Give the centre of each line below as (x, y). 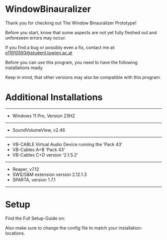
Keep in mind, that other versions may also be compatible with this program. (83, 77)
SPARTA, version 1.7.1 (34, 179)
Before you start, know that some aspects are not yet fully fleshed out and (81, 32)
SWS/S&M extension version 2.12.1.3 (49, 174)
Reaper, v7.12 (26, 169)
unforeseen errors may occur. (36, 38)
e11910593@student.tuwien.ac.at (39, 53)
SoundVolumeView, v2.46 (39, 130)
